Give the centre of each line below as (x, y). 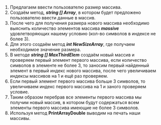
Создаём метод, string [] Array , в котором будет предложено (75, 12)
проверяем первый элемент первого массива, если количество (78, 60)
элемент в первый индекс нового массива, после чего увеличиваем (83, 71)
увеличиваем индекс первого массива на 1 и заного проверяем (78, 86)
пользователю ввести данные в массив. (53, 18)
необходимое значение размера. (45, 50)
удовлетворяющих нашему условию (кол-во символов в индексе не (83, 34)
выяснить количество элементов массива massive (64, 28)
